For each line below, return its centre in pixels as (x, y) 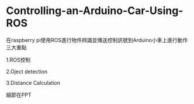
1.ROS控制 (18, 60)
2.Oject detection (27, 71)
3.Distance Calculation (33, 82)
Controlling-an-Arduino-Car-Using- (95, 11)
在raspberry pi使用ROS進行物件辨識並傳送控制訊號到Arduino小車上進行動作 (97, 40)
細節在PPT (19, 95)
